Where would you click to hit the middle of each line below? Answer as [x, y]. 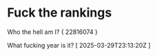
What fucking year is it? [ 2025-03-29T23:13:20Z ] [79, 45]
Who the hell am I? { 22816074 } [53, 32]
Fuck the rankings [60, 13]
